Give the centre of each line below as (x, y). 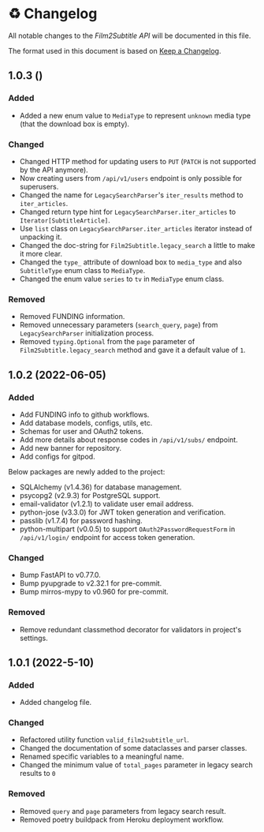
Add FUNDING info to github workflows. (84, 414)
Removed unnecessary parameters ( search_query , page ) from (119, 325)
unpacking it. (41, 237)
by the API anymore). (54, 170)
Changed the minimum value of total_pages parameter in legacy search (136, 765)
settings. (34, 638)
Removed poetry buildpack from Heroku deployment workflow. (122, 819)
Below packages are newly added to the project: (87, 471)
